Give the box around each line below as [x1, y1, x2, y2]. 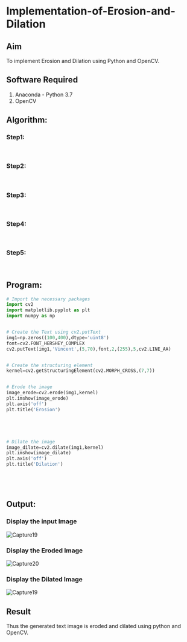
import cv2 [6, 302, 34, 308]
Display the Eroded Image [6, 546, 83, 555]
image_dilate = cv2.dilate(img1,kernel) [6, 444, 104, 451]
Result [6, 606, 31, 617]
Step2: [6, 162, 27, 170]
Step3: [6, 191, 27, 199]
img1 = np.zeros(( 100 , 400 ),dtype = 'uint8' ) [6, 334, 110, 340]
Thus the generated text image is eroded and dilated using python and [6, 623, 182, 630]
